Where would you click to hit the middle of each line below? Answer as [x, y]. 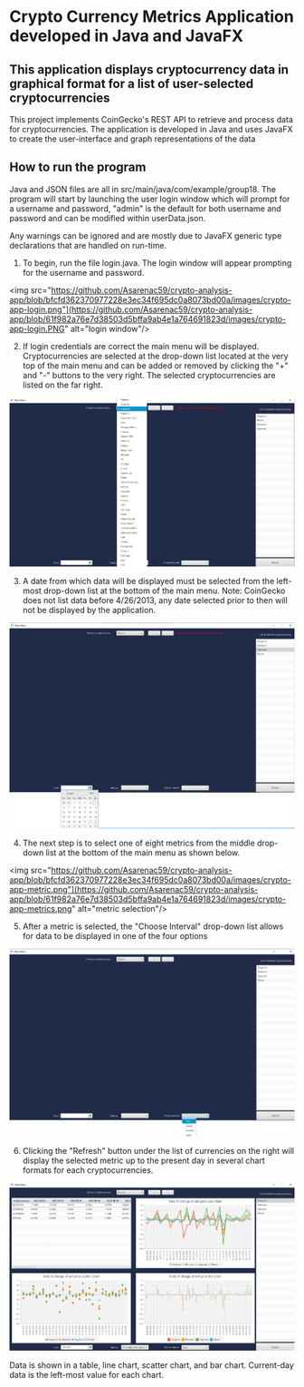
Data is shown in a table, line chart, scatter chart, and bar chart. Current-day [152, 1365]
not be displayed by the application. [89, 610]
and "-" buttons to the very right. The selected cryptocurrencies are [149, 375]
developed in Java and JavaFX [127, 36]
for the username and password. [83, 272]
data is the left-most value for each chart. [87, 1374]
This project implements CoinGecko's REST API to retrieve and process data [152, 119]
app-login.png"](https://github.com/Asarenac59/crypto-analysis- [131, 309]
